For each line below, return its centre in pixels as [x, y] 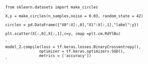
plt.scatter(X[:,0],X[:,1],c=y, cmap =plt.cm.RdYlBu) [63, 34]
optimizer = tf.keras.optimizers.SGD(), [82, 51]
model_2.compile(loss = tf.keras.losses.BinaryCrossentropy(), [73, 47]
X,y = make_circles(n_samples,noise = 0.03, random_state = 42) [74, 16]
